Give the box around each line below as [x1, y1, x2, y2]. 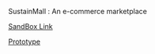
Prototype [8, 37, 41, 46]
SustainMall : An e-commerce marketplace [8, 7, 148, 16]
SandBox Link [8, 22, 53, 31]
